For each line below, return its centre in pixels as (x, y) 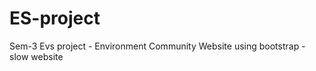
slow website (36, 56)
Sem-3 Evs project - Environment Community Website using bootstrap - (157, 46)
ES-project (55, 18)
